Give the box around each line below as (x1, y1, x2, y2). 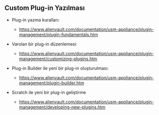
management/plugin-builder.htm (19, 80, 84, 86)
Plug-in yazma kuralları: (11, 17, 60, 23)
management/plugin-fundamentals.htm (19, 31, 98, 37)
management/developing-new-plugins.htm (19, 104, 106, 110)
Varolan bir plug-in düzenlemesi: (11, 41, 78, 47)
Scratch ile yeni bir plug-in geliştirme (11, 89, 86, 95)
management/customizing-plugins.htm (19, 56, 97, 62)
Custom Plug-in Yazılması (4, 4, 85, 12)
